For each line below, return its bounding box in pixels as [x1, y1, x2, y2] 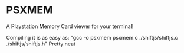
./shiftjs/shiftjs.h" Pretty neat [6, 40, 75, 47]
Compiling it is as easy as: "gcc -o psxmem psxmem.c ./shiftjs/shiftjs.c [6, 34, 178, 41]
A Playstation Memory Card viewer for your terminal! [6, 23, 134, 30]
